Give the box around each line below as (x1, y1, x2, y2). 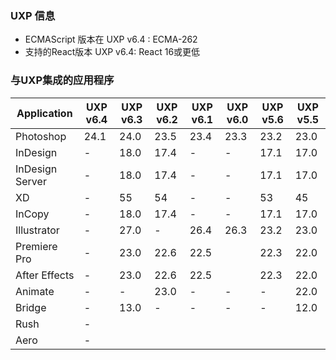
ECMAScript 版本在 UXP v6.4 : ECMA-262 (24, 33, 198, 46)
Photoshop (15, 129, 67, 143)
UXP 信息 (10, 8, 56, 22)
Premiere (15, 239, 58, 253)
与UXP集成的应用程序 (10, 73, 115, 87)
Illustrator (15, 223, 60, 237)
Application (16, 106, 73, 120)
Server (15, 174, 47, 188)
